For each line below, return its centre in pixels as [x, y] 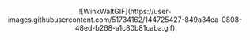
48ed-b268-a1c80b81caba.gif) [125, 28]
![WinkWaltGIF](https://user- [125, 11]
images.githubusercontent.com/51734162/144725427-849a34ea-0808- [125, 20]
